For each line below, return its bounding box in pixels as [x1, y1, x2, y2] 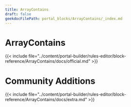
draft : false [5, 12, 32, 17]
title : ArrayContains [5, 7, 49, 12]
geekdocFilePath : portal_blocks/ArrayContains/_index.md [5, 16, 123, 21]
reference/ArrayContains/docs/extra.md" [5, 97, 87, 103]
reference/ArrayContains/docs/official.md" [5, 58, 91, 64]
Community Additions [5, 75, 96, 87]
